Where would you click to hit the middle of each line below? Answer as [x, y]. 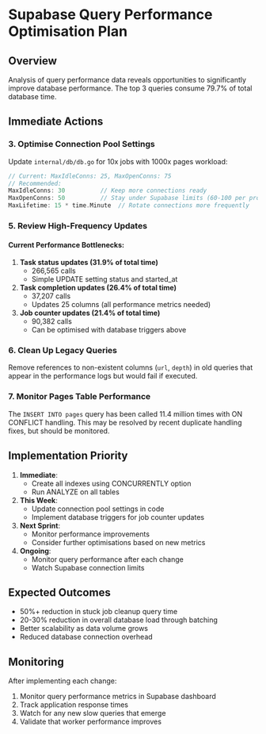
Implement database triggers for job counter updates [118, 517]
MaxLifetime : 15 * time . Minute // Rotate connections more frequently [129, 206]
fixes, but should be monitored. [59, 431]
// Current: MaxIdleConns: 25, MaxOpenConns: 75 [90, 176]
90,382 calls [52, 321]
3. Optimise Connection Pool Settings [82, 144]
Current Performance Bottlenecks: [66, 244]
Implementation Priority [68, 456]
